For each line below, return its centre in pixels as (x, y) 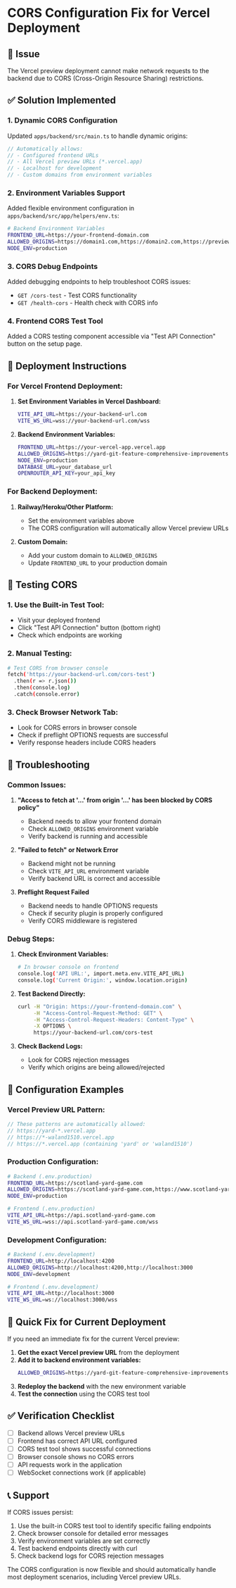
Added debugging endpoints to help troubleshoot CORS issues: (99, 282)
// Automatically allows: (45, 149)
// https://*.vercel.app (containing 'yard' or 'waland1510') (100, 1144)
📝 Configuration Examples (66, 1089)
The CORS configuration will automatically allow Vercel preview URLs (128, 528)
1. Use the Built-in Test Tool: (56, 605)
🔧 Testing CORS (42, 585)
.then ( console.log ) (42, 688)
